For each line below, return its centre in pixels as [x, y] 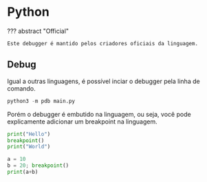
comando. [21, 88]
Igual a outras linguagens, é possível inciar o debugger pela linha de [104, 81]
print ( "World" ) [29, 147]
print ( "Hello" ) [29, 134]
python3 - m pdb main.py [41, 101]
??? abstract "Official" [38, 31]
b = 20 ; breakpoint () [38, 166]
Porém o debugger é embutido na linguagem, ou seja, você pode [99, 114]
